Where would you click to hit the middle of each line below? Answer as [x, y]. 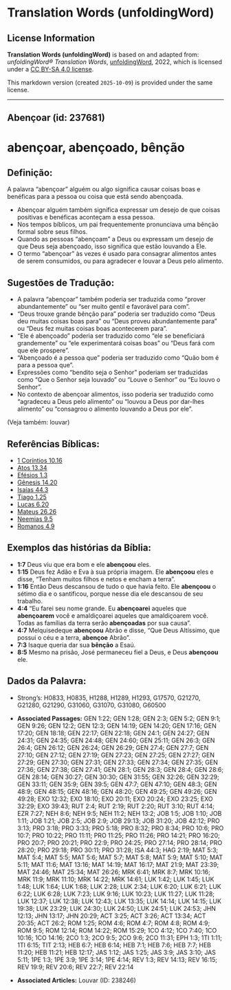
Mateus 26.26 [37, 512]
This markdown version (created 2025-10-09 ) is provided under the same [110, 83]
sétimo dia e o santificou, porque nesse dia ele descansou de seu [110, 594]
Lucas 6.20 [33, 504]
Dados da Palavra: [47, 681]
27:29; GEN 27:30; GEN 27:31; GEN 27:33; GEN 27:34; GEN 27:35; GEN [118, 762]
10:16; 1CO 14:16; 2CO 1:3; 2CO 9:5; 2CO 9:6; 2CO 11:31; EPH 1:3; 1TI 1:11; [119, 938]
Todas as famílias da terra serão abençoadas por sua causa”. [104, 623]
